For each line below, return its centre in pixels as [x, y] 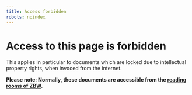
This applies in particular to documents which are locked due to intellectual [96, 62]
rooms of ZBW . [25, 86]
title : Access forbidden [36, 11]
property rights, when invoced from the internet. [64, 69]
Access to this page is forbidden [86, 46]
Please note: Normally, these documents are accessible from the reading [96, 80]
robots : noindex [26, 17]
